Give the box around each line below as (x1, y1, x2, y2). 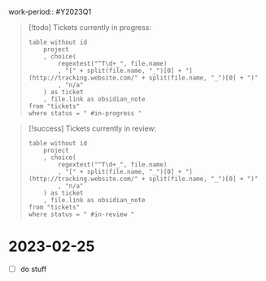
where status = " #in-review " (28, 210, 135, 218)
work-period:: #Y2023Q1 (8, 7, 92, 16)
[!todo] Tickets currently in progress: (28, 23, 152, 32)
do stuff (20, 264, 47, 274)
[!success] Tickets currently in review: (28, 123, 157, 133)
